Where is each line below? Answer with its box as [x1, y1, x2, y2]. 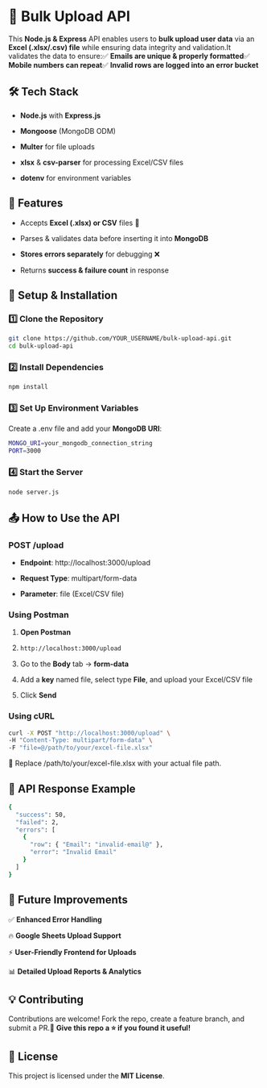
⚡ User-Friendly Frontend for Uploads [8, 947, 137, 957]
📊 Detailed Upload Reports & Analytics [8, 966, 142, 976]
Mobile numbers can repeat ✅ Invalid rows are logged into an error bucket [8, 60, 259, 69]
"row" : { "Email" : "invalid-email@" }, [29, 840, 163, 849]
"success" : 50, [15, 811, 67, 819]
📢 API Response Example [8, 782, 136, 795]
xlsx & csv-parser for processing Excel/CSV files [19, 157, 183, 167]
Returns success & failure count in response [19, 265, 169, 275]
